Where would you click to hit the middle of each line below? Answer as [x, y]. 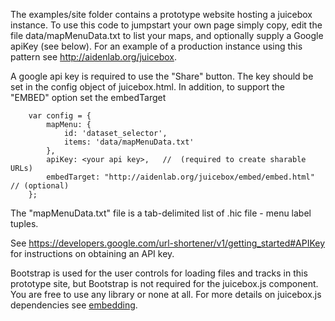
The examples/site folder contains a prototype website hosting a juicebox [161, 14]
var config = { [60, 116]
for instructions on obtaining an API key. [92, 253]
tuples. [24, 223]
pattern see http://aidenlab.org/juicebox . [93, 57]
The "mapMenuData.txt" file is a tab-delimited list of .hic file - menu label [161, 213]
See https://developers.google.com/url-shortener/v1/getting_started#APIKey [168, 243]
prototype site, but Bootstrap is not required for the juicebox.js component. [164, 283]
